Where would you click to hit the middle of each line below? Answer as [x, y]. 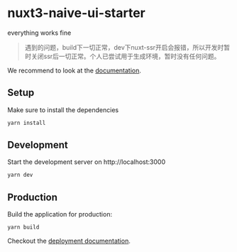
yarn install [27, 123]
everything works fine [39, 33]
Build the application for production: [60, 214]
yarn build [23, 228]
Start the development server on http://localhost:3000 [86, 162]
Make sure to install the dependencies [63, 110]
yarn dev [20, 175]
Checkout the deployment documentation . [69, 241]
